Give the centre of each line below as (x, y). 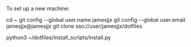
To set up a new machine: (38, 9)
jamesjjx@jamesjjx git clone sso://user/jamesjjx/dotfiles (74, 26)
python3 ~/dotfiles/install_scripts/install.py (59, 37)
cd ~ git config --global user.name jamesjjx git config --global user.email (96, 20)
